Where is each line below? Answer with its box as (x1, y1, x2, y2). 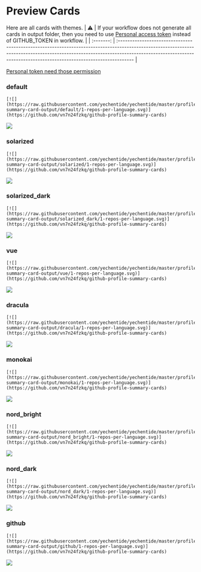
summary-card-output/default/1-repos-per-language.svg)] (6, 107, 151, 113)
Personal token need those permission (6, 67, 101, 75)
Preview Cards (6, 4, 81, 18)
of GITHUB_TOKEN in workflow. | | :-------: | (6, 37, 115, 44)
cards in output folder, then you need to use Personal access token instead (6, 30, 191, 37)
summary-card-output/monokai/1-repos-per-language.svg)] (6, 380, 151, 386)
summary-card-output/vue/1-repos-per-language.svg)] (6, 270, 141, 277)
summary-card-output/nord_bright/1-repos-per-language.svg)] (6, 434, 162, 440)
